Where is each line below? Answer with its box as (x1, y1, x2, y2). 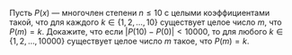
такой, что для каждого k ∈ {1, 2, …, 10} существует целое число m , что (9, 17, 282, 27)
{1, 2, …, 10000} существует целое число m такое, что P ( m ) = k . (9, 35, 250, 46)
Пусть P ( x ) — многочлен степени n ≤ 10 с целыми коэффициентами (9, 8, 270, 18)
